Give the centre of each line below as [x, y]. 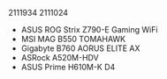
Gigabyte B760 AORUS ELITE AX [80, 48]
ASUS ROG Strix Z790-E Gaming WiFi [89, 29]
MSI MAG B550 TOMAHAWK [73, 39]
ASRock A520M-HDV [60, 57]
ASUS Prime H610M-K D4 [68, 67]
